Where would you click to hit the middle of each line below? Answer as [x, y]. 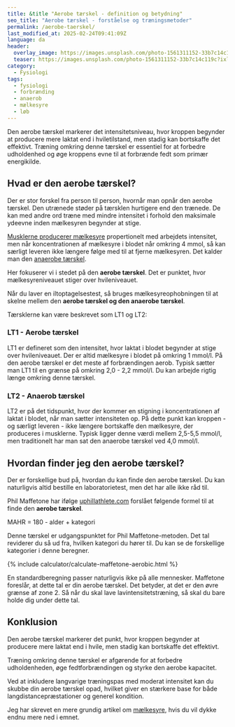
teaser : [25, 60]
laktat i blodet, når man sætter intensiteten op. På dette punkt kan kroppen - [116, 419]
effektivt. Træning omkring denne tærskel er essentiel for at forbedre [107, 146]
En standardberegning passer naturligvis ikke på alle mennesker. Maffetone [116, 578]
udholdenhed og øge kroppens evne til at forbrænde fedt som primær [108, 154]
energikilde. [24, 161]
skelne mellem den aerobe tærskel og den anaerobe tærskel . [96, 301]
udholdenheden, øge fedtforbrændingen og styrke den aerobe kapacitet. [112, 667]
